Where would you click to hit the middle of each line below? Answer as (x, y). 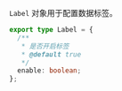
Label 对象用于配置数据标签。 (63, 13)
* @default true (51, 54)
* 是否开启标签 (45, 46)
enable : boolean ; (49, 71)
